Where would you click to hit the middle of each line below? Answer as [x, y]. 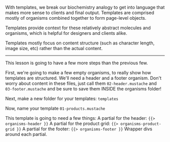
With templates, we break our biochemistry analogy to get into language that [85, 7]
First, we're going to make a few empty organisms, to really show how [78, 73]
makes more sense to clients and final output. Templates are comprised [80, 13]
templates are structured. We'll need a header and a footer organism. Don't [83, 78]
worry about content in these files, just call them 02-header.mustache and [81, 83]
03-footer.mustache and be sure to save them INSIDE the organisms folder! [83, 89]
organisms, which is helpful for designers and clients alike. [66, 33]
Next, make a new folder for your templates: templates [62, 99]
